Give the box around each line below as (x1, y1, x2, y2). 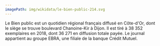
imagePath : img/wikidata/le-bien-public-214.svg (5, 7, 105, 12)
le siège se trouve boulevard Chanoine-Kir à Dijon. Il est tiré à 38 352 (5, 25, 143, 31)
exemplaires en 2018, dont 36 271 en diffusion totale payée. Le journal (5, 30, 145, 36)
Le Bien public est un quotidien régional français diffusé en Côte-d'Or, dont (5, 20, 155, 26)
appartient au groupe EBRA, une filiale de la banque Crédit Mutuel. (5, 35, 138, 41)
